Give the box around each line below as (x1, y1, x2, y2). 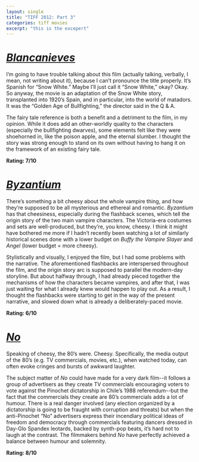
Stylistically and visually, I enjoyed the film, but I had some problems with (6, 254, 186, 261)
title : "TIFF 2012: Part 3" (6, 14, 76, 20)
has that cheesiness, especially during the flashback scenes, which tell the (6, 210, 190, 218)
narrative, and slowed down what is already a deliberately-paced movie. (6, 298, 184, 305)
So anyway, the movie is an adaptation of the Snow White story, (6, 90, 163, 97)
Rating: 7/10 (6, 157, 37, 165)
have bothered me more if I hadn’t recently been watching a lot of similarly (6, 230, 189, 237)
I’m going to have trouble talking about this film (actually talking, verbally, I (6, 71, 189, 78)
